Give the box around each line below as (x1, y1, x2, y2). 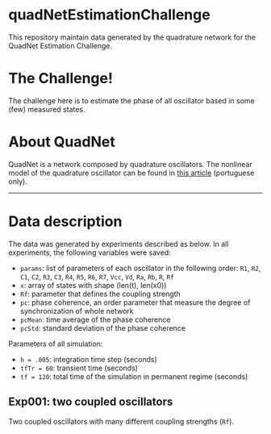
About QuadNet (8, 133, 115, 151)
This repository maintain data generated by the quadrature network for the (8, 32, 256, 42)
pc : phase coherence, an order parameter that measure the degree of (19, 297, 251, 307)
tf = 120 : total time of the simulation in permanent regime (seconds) (19, 371, 248, 381)
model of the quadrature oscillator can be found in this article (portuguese (8, 168, 255, 177)
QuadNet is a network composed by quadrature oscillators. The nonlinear (8, 159, 252, 169)
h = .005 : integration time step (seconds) (19, 354, 157, 364)
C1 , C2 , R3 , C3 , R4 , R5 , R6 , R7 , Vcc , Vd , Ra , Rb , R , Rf (19, 272, 175, 282)
